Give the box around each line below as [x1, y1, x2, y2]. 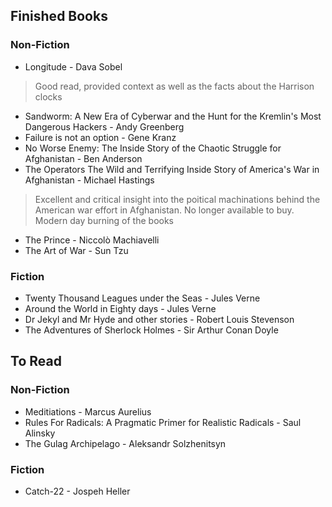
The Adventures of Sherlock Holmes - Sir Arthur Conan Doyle [24, 324, 279, 336]
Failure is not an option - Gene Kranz [24, 131, 177, 143]
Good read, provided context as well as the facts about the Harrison [34, 80, 315, 92]
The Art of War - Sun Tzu [24, 244, 129, 256]
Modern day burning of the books [34, 214, 175, 226]
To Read [10, 353, 62, 370]
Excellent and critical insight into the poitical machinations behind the [34, 193, 321, 205]
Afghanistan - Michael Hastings [24, 174, 155, 186]
